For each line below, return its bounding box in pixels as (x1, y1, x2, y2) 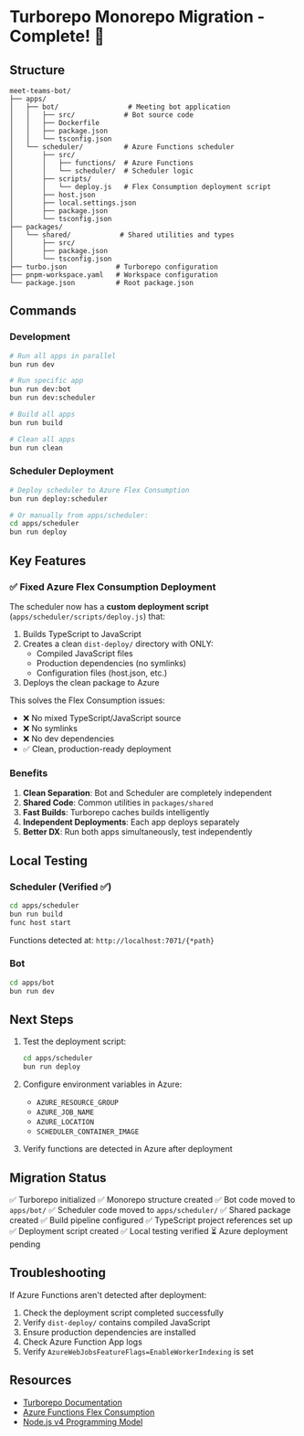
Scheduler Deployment (9, 464, 114, 477)
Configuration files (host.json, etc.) (36, 667, 168, 678)
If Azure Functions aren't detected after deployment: (9, 1289, 207, 1300)
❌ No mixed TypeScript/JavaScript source (22, 712, 182, 723)
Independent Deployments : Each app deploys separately (22, 816, 240, 828)
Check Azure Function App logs (22, 1336, 143, 1347)
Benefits (9, 766, 48, 779)
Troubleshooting (9, 1265, 107, 1281)
